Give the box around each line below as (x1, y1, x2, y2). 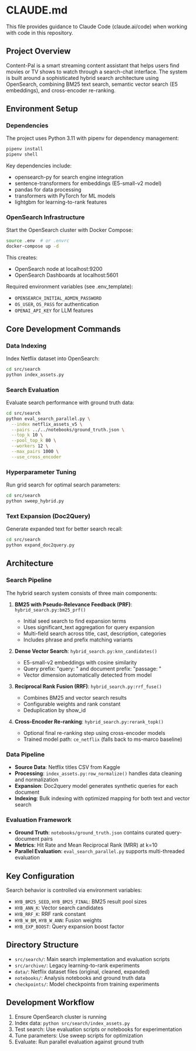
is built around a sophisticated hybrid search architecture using (6, 74, 159, 81)
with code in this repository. (6, 29, 73, 36)
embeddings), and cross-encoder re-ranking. (6, 86, 116, 94)
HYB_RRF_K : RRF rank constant (14, 911, 86, 918)
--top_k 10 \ (11, 432, 43, 438)
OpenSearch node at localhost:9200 (14, 266, 103, 273)
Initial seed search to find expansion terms (23, 617, 126, 624)
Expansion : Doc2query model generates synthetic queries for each (14, 782, 178, 789)
